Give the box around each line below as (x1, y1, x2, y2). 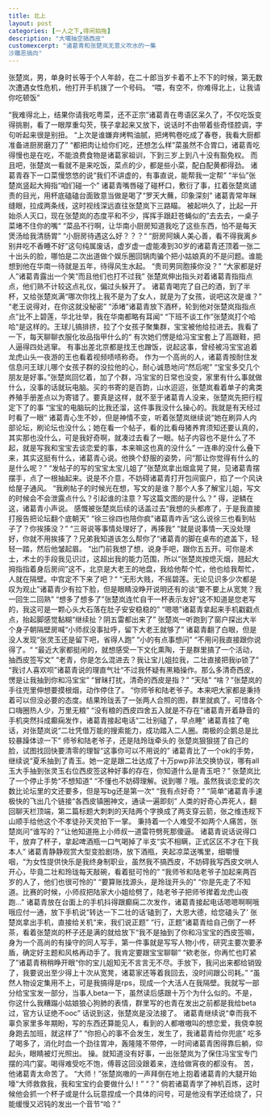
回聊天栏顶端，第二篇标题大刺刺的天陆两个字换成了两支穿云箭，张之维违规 (8, 807, 256, 816)
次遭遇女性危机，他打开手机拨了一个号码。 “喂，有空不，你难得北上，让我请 (8, 82, 261, 92)
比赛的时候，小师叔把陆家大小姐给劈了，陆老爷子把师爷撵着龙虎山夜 (22, 887, 248, 896)
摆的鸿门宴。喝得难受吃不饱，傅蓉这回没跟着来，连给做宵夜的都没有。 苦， (8, 1059, 258, 1068)
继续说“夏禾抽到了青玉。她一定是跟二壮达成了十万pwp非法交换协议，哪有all (8, 756, 260, 766)
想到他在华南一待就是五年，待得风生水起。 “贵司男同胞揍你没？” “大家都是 (8, 262, 256, 271)
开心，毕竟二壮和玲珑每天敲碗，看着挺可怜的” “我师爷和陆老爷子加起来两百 (8, 867, 257, 876)
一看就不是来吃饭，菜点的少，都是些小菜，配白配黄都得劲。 (50, 161, 248, 170)
